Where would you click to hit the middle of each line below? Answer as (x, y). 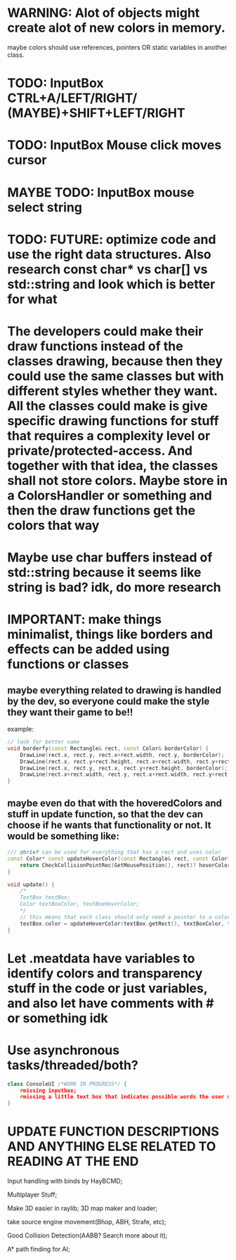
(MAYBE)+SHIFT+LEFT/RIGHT (96, 113)
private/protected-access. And (100, 450)
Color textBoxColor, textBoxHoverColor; (80, 904)
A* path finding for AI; (39, 1249)
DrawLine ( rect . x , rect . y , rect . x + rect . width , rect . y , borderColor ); (122, 755)
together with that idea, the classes (113, 466)
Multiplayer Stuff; (32, 1195)
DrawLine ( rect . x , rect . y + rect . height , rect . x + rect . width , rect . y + (119, 761)
